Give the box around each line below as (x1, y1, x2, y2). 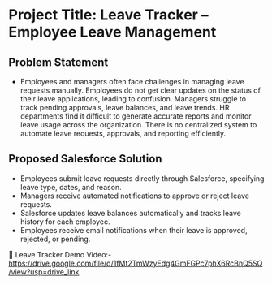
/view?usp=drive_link (8, 266, 80, 277)
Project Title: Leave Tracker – (8, 6, 209, 24)
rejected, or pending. (19, 234, 91, 244)
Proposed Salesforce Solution (8, 152, 162, 166)
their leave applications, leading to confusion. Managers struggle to (19, 94, 246, 103)
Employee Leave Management (8, 23, 217, 41)
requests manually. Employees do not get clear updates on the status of (19, 85, 261, 95)
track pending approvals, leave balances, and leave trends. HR (19, 103, 230, 112)
